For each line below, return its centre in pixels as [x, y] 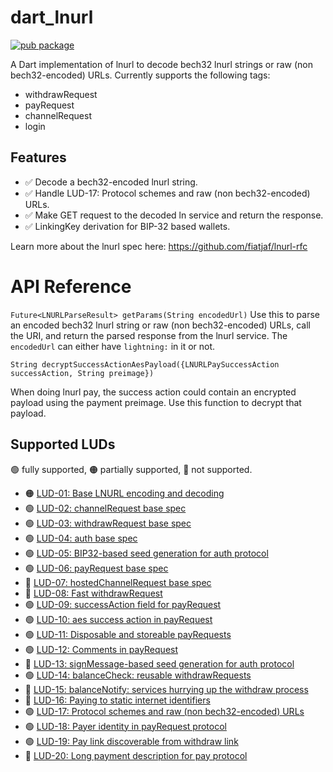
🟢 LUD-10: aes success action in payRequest [118, 619]
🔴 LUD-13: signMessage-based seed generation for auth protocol [159, 663]
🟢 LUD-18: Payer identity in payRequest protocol [125, 726]
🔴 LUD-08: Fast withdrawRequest [93, 593]
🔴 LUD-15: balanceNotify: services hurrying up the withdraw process [166, 689]
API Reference [71, 286]
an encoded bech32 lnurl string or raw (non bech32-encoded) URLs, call [160, 325]
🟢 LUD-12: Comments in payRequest [101, 649]
